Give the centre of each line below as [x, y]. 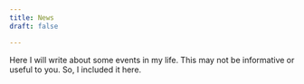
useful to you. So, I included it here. [76, 70]
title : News [32, 18]
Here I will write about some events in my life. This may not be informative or [152, 60]
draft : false [34, 26]
